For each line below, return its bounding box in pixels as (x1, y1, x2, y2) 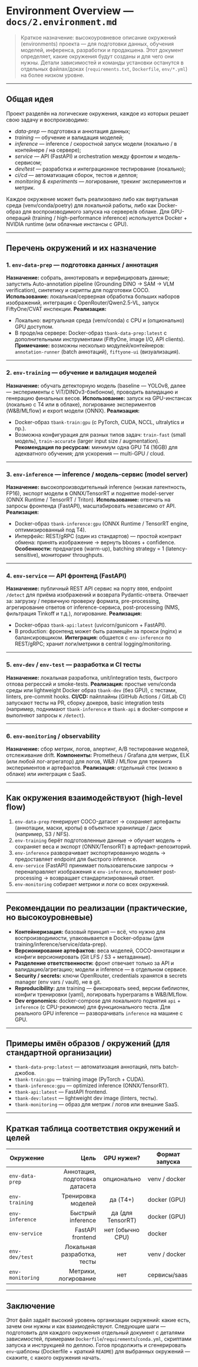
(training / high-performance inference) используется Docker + (32, 214, 187, 221)
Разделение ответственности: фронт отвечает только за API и (14, 959, 174, 966)
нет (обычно (104, 1226, 140, 1234)
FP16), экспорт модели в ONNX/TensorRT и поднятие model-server (6, 490, 174, 497)
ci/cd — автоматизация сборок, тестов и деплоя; (14, 171, 138, 178)
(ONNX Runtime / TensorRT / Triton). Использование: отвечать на (6, 496, 171, 503)
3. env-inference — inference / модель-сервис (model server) (6, 470, 189, 478)
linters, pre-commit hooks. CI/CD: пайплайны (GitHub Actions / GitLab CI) (6, 693, 187, 700)
